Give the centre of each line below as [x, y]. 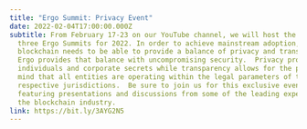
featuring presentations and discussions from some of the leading [149, 94]
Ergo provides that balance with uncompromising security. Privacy [151, 60]
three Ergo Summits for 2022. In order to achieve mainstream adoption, [159, 43]
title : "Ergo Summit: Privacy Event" [81, 18]
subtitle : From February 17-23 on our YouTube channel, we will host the [153, 35]
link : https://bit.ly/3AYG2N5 [67, 111]
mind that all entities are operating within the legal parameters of [155, 77]
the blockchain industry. [67, 102]
